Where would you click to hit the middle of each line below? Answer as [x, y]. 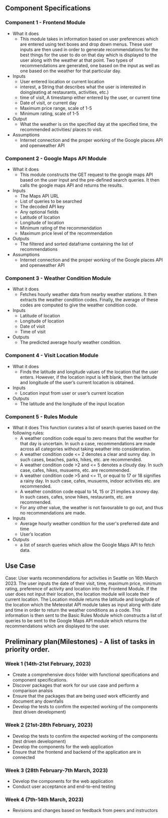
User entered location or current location [62, 81]
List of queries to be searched [51, 201]
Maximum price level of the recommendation [66, 233]
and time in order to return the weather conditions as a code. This [73, 610]
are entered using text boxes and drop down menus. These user [86, 44]
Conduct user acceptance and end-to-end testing [64, 786]
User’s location [35, 534]
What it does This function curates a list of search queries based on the [86, 427]
